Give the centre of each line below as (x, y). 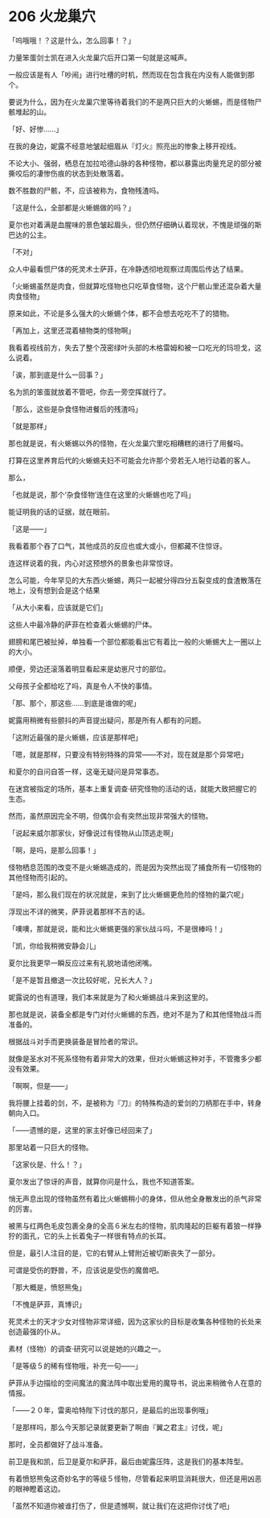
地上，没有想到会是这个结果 (54, 590)
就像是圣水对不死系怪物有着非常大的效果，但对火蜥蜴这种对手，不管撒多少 (131, 1058)
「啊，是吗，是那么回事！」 (54, 850)
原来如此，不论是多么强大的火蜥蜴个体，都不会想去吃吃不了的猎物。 (121, 313)
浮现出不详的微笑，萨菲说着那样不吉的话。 (79, 911)
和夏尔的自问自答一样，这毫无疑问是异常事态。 (86, 771)
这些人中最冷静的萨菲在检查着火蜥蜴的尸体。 (82, 624)
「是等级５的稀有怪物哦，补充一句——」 (75, 1366)
